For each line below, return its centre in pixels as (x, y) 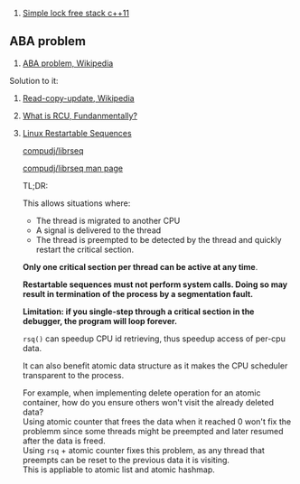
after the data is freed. (64, 441)
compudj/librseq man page (73, 168)
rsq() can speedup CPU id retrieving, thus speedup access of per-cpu (154, 339)
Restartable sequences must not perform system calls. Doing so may (155, 284)
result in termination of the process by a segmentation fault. (138, 293)
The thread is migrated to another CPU (108, 220)
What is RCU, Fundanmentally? (80, 116)
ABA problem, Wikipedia (68, 63)
